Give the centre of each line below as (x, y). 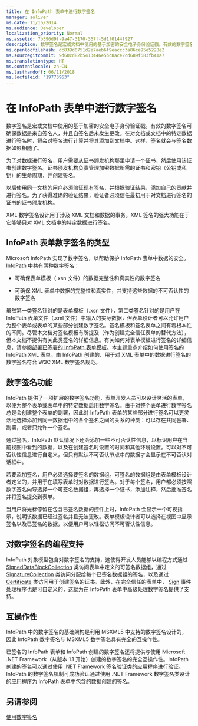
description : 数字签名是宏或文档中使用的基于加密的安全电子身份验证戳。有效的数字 (96, 45)
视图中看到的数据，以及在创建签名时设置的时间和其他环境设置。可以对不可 (101, 447)
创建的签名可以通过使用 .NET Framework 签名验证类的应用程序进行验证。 (95, 666)
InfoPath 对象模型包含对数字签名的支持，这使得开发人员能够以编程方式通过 (97, 559)
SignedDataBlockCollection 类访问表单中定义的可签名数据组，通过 (86, 567)
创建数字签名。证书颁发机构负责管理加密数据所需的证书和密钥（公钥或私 (99, 168)
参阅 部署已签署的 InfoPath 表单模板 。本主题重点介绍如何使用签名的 (103, 347)
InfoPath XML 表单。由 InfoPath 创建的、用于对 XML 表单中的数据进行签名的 (99, 354)
